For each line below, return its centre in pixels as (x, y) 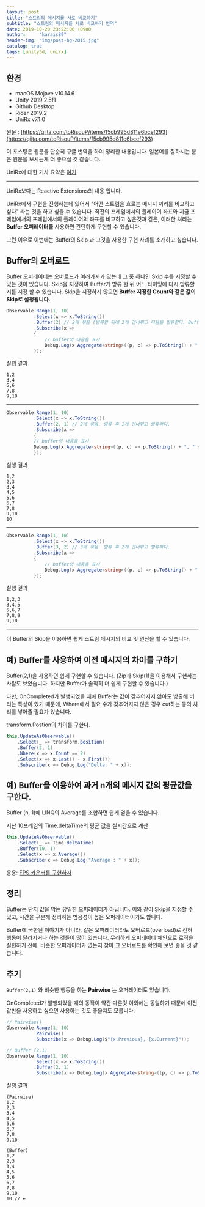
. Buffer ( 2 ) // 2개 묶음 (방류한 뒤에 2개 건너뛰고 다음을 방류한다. (110, 323)
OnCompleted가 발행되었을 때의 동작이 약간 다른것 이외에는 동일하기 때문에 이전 (102, 1003)
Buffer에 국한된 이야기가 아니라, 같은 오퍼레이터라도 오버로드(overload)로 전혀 (99, 930)
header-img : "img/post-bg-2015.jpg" (53, 40)
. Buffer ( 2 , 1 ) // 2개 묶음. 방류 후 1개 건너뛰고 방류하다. (102, 424)
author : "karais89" (37, 35)
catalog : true (24, 46)
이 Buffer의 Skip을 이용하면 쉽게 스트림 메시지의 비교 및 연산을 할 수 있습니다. (98, 639)
